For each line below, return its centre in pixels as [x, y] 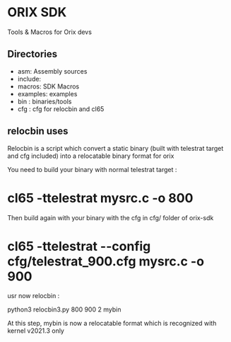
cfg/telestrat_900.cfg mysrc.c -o [106, 261]
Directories [32, 54]
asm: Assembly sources [52, 71]
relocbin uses [38, 131]
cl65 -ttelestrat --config [79, 246]
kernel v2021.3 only [36, 331]
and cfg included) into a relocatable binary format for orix [91, 156]
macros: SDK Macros [48, 86]
